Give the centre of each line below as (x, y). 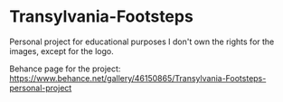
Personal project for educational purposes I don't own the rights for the (142, 42)
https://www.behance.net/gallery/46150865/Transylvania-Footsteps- (138, 78)
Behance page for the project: (65, 69)
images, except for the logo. (62, 51)
